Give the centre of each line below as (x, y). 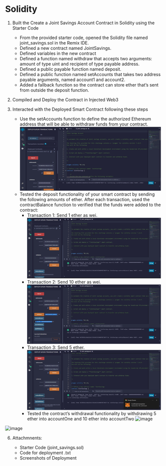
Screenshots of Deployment (48, 458)
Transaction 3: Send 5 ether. (56, 347)
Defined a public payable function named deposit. (70, 69)
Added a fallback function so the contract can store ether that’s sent (89, 85)
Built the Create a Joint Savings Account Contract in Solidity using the (83, 23)
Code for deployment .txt (45, 453)
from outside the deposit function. (54, 90)
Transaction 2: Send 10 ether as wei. (64, 282)
